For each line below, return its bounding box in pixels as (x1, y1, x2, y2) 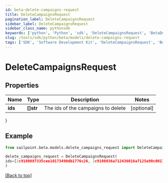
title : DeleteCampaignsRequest (5, 12, 70, 17)
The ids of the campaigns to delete (44, 104, 126, 111)
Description (70, 96, 99, 103)
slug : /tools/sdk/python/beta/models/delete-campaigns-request (5, 35, 140, 40)
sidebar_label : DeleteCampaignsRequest (5, 21, 88, 26)
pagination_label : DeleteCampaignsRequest (5, 16, 95, 21)
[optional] (130, 104, 154, 111)
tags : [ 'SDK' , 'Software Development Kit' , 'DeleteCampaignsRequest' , (5, 40, 155, 45)
